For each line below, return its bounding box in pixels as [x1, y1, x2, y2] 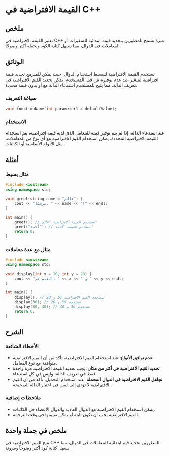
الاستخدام [5, 118, 27, 125]
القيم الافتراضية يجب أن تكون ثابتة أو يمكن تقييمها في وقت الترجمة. [12, 411, 139, 417]
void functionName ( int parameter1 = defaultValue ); [5, 106, 117, 112]
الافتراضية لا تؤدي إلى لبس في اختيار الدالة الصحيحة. [12, 382, 111, 388]
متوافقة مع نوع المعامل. [12, 360, 57, 366]
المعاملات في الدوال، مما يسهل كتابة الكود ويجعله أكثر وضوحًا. [5, 43, 121, 49]
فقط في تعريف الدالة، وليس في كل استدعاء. [12, 371, 97, 377]
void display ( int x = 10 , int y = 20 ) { [5, 271, 92, 276]
